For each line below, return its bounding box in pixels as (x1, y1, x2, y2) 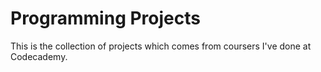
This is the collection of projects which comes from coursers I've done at (10, 40, 312, 52)
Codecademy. (10, 50, 68, 62)
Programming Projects (10, 7, 201, 30)
